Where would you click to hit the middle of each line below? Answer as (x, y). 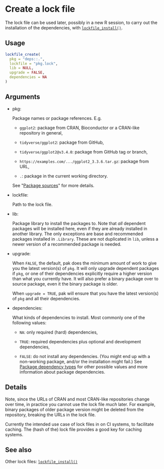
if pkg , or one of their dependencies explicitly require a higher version (82, 273)
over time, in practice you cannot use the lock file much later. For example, (80, 404)
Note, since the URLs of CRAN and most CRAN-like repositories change (77, 399)
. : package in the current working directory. (64, 176)
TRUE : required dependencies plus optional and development (80, 341)
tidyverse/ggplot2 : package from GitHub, (62, 142)
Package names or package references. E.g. (57, 118)
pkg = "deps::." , (27, 59)
